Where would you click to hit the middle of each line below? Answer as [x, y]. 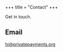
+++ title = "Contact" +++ [31, 7]
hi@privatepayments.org [30, 44]
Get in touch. [18, 17]
